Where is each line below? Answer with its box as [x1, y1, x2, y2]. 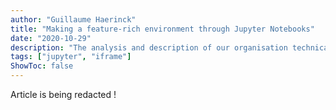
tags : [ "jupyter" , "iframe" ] [10, 52, 132, 62]
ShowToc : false [10, 61, 74, 71]
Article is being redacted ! [10, 89, 117, 100]
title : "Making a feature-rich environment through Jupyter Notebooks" [10, 24, 315, 34]
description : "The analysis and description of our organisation [10, 42, 288, 53]
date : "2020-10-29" [10, 33, 92, 43]
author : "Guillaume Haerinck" [10, 14, 137, 25]
